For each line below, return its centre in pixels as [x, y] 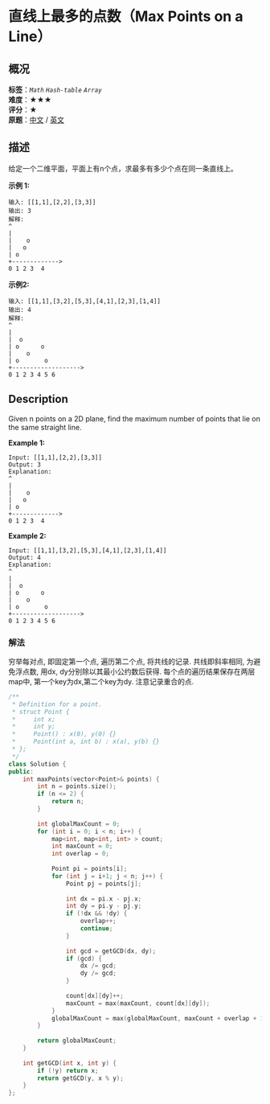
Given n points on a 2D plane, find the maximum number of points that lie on [135, 418]
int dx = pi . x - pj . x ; [104, 899]
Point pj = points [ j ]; [104, 884]
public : [21, 772]
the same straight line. [45, 427]
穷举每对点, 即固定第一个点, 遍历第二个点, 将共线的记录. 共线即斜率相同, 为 [131, 661]
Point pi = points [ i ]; [89, 869]
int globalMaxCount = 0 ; [79, 824]
